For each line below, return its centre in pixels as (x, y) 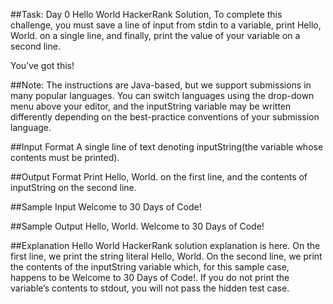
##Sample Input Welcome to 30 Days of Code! (106, 207)
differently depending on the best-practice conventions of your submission (165, 117)
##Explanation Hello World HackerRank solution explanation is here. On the (165, 245)
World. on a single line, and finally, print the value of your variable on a (155, 35)
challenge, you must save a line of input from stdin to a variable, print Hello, (166, 25)
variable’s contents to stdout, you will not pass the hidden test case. (150, 288)
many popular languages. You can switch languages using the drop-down (162, 95)
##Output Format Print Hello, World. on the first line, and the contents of (159, 177)
